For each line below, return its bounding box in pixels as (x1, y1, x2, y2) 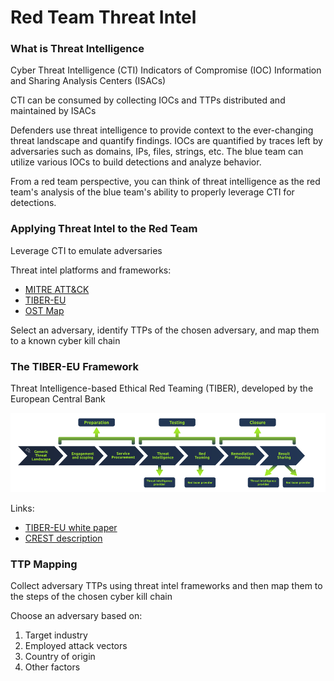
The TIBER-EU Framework (10, 359, 139, 373)
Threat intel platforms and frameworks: (10, 264, 172, 276)
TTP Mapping (10, 557, 78, 571)
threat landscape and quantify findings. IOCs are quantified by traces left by (10, 135, 323, 147)
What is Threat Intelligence (10, 42, 145, 56)
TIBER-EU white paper (24, 521, 118, 533)
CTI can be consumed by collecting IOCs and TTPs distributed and (10, 94, 286, 106)
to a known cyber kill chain (10, 334, 121, 346)
